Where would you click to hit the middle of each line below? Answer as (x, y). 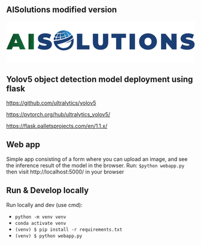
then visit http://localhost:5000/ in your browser (65, 172)
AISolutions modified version (62, 10)
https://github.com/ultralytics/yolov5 (51, 103)
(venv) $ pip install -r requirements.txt (68, 230)
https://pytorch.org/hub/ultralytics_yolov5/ (58, 114)
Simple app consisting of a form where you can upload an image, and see (97, 159)
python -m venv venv (40, 217)
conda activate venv (40, 223)
